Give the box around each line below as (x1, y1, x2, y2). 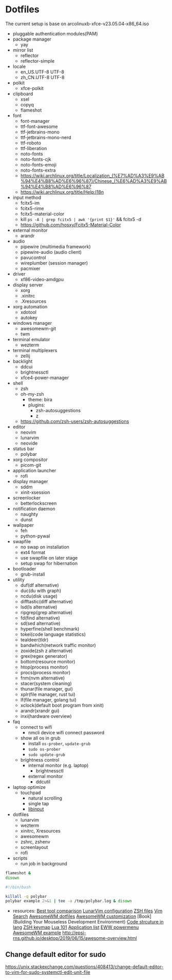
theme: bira (28, 396, 52, 402)
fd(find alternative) (20, 615, 60, 621)
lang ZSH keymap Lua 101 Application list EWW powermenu (12, 924, 139, 931)
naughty (20, 511, 39, 517)
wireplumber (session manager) (20, 260, 88, 266)
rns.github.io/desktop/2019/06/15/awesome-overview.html (12, 935, 137, 941)
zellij (20, 353, 30, 359)
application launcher (12, 467, 56, 473)
